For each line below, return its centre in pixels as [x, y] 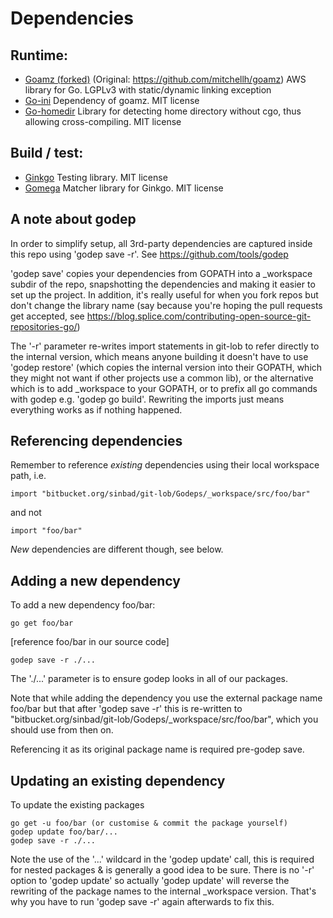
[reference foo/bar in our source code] [90, 642]
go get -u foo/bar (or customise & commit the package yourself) [149, 823]
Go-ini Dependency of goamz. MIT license [112, 100]
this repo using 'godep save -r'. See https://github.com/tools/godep [149, 254]
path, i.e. [28, 476]
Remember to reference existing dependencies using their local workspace [165, 465]
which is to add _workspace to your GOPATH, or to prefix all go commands [164, 388]
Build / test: [47, 153]
